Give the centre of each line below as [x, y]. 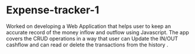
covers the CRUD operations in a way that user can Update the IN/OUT [92, 38]
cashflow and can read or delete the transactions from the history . [87, 45]
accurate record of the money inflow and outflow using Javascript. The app [98, 32]
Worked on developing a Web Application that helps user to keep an [89, 26]
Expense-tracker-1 [53, 10]
